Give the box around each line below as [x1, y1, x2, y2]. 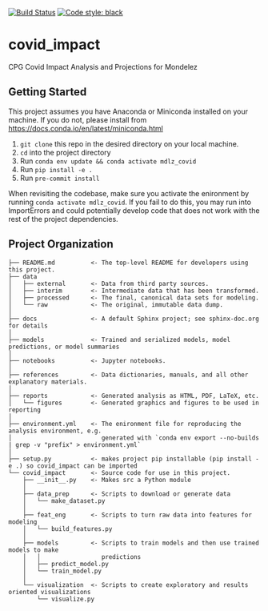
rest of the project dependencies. [8, 214, 118, 223]
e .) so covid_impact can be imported [8, 461, 138, 470]
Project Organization [8, 237, 114, 251]
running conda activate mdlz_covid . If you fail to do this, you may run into [8, 197, 252, 207]
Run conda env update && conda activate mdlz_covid [19, 156, 197, 166]
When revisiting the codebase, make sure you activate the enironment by [8, 188, 250, 198]
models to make [8, 545, 59, 554]
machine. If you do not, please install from [8, 115, 147, 124]
